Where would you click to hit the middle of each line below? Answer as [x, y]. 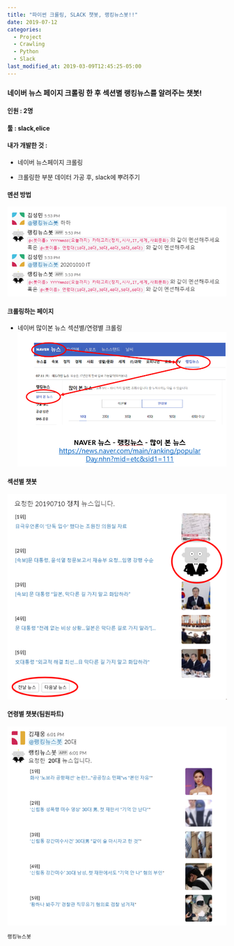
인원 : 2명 [20, 111]
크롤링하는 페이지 [31, 311]
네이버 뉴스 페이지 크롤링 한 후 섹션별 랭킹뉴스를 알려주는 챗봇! [104, 93]
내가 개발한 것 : [27, 145]
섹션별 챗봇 [22, 481]
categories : [24, 29]
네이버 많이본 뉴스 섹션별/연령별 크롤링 [70, 328]
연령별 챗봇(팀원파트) [36, 714]
